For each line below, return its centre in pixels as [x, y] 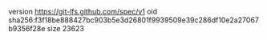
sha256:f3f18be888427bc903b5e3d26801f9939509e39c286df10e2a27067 [133, 20]
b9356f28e [27, 28]
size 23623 [65, 28]
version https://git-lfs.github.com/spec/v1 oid [83, 12]
